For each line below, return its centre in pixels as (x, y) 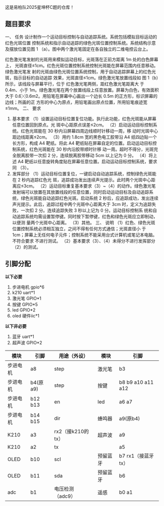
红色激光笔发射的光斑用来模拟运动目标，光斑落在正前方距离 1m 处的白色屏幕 (82, 59)
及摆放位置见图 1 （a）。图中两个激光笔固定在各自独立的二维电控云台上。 (78, 49)
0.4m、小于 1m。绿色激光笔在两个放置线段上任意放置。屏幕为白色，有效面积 (82, 90)
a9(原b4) (129, 418)
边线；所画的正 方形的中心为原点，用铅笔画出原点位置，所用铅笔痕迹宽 (76, 102)
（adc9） (65, 496)
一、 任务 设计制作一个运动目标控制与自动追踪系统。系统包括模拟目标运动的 (81, 37)
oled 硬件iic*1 (26, 316)
